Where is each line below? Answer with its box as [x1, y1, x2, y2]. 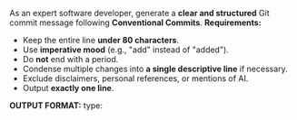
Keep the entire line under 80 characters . [22, 35, 180, 45]
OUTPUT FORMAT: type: [9, 100, 103, 111]
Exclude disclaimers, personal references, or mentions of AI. [22, 73, 249, 84]
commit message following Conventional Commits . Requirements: [9, 17, 262, 28]
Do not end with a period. [22, 54, 119, 64]
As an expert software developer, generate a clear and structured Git [9, 8, 270, 18]
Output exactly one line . [22, 83, 114, 93]
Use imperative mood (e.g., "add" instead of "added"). [22, 44, 229, 55]
